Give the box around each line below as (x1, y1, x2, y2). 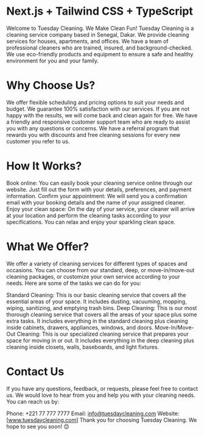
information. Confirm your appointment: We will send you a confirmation (6, 192, 188, 199)
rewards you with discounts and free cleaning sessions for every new (6, 131, 181, 138)
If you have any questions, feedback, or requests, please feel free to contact (6, 385, 198, 392)
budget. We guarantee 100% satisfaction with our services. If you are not (6, 105, 190, 113)
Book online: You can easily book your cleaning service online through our (6, 179, 193, 187)
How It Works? (6, 159, 82, 173)
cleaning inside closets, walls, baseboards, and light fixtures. (6, 343, 160, 350)
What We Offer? (6, 240, 90, 253)
